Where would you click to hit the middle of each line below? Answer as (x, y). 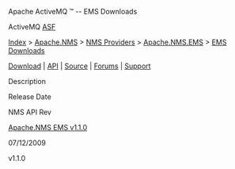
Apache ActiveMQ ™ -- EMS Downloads (73, 12)
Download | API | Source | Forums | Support (80, 66)
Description (27, 81)
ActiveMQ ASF (32, 27)
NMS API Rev (30, 112)
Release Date (30, 97)
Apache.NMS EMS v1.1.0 (48, 127)
